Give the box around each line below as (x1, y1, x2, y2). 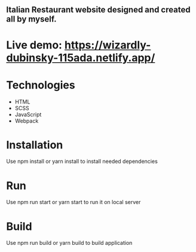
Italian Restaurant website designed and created (6, 5, 191, 15)
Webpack (14, 117, 39, 125)
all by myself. (6, 14, 57, 25)
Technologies (6, 78, 76, 92)
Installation (6, 138, 63, 151)
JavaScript (14, 111, 42, 118)
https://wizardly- (65, 38, 151, 51)
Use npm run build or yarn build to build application (6, 239, 133, 247)
